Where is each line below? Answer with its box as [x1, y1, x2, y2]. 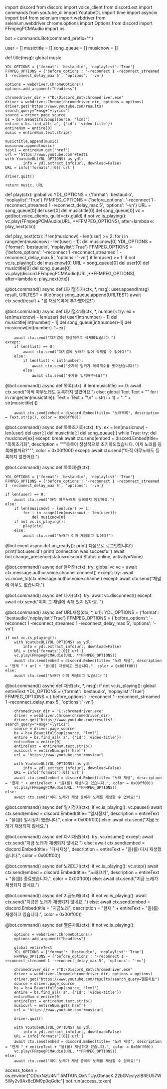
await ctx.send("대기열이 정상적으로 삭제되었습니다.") [14, 335, 116, 340]
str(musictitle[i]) [5, 400, 38, 405]
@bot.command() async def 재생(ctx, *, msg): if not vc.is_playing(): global [5, 683, 156, 689]
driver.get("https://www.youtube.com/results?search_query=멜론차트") [14, 977, 160, 982]
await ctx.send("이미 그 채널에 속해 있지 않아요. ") [5, 599, 104, 604]
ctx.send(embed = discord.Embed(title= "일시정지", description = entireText [5, 810, 160, 816]
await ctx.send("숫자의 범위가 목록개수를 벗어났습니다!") [31, 363, 140, 368]
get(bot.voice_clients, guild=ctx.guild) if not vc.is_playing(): [5, 213, 127, 219]
